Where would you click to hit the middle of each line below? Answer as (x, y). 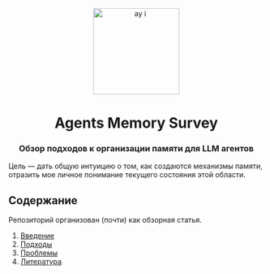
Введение (37, 236)
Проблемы (39, 253)
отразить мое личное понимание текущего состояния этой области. (127, 175)
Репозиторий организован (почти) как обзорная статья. (105, 220)
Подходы (36, 245)
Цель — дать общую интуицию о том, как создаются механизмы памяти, (136, 166)
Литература (41, 262)
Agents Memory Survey (136, 123)
